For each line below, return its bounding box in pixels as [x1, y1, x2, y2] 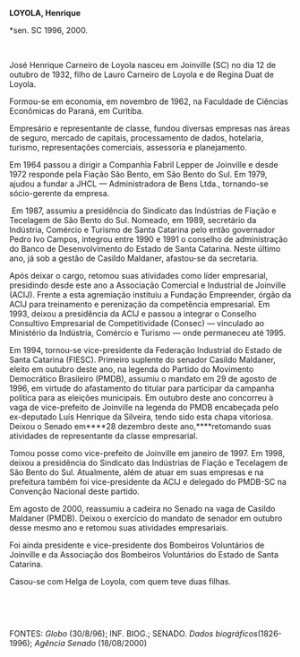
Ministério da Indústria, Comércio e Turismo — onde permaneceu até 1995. [9, 327, 287, 338]
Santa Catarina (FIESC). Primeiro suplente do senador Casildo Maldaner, [9, 354, 276, 365]
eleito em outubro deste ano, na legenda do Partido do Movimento [9, 364, 254, 375]
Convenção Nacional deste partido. [9, 486, 141, 497]
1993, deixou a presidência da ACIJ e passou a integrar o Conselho [9, 308, 257, 319]
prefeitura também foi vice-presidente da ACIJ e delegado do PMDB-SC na [9, 477, 287, 487]
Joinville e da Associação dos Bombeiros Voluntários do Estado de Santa [9, 549, 279, 559]
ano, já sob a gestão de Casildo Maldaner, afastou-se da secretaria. [9, 253, 259, 264]
